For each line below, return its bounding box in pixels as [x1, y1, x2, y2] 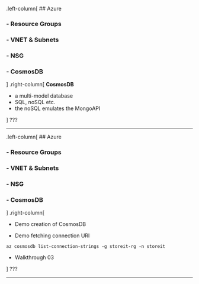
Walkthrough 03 [14, 254, 54, 261]
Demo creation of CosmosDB [14, 221, 86, 228]
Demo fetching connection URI [14, 232, 90, 239]
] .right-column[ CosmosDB [6, 81, 74, 88]
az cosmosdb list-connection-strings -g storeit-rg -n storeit [6, 244, 166, 250]
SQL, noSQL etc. [14, 99, 56, 106]
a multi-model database [14, 92, 73, 99]
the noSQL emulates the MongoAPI [14, 105, 101, 112]
